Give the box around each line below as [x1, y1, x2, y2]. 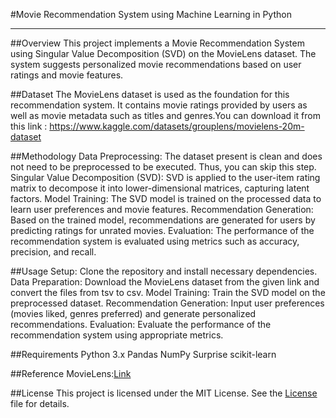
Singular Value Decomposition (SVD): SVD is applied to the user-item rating [10, 172, 321, 183]
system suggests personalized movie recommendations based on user [10, 59, 302, 70]
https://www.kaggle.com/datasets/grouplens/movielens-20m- [49, 120, 305, 132]
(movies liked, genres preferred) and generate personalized [10, 308, 257, 319]
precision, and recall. [10, 246, 97, 258]
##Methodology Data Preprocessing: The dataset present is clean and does [10, 150, 323, 162]
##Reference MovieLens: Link [10, 368, 132, 379]
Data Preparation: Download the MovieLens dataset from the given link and [10, 276, 320, 288]
